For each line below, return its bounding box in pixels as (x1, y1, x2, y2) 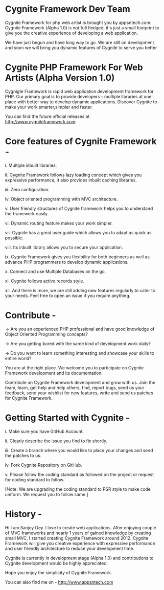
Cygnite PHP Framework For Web (5, 62, 143, 73)
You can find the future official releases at (5, 113, 90, 119)
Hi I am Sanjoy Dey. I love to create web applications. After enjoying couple (5, 524, 157, 530)
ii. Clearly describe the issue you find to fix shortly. (5, 438, 108, 444)
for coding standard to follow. (5, 477, 65, 482)
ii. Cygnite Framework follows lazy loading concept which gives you (5, 172, 142, 178)
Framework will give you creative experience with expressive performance (5, 540, 155, 546)
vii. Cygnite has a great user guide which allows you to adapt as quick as (5, 229, 152, 235)
